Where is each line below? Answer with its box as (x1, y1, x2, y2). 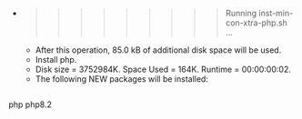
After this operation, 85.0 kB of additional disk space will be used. (35, 45, 282, 55)
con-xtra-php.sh (225, 17, 287, 28)
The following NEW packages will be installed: (35, 74, 208, 84)
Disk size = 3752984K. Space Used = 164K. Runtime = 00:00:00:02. (35, 64, 292, 74)
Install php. (35, 55, 77, 64)
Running (225, 8, 257, 18)
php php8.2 (8, 99, 52, 110)
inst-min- (257, 8, 294, 18)
